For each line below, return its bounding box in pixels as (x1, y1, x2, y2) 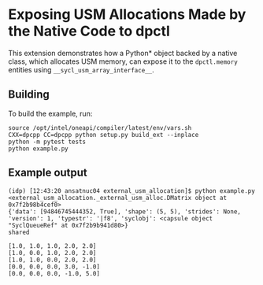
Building (8, 88, 50, 102)
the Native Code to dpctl (8, 22, 171, 40)
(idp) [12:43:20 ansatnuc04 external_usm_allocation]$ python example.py (8, 187, 256, 194)
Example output (8, 166, 88, 180)
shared (8, 228, 30, 236)
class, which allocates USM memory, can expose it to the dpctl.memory (8, 57, 238, 66)
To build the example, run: (8, 109, 93, 118)
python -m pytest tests (8, 138, 87, 146)
